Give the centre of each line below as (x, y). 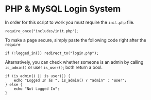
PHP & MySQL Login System (63, 9)
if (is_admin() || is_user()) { (38, 76)
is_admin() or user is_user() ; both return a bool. (54, 67)
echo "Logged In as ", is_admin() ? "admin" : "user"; (70, 80)
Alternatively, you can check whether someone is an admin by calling (74, 62)
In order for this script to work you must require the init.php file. (70, 22)
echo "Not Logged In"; (37, 89)
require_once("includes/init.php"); (42, 31)
